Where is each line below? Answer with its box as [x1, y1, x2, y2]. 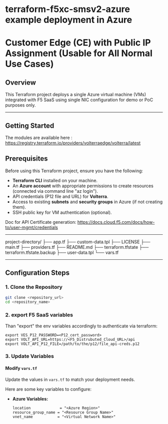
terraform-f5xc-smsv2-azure [5, 4, 130, 15]
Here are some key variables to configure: [5, 386, 91, 392]
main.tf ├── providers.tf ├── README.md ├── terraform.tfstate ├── [5, 244, 149, 250]
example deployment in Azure [5, 14, 132, 26]
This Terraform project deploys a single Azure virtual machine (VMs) [5, 92, 146, 98]
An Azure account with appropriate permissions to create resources [12, 183, 153, 189]
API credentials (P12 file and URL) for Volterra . [12, 193, 108, 199]
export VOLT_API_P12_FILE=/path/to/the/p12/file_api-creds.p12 [5, 341, 140, 346]
